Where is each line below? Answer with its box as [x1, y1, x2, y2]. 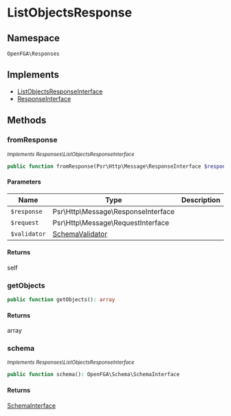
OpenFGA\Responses [7, 50, 60, 57]
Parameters [7, 177, 41, 186]
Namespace [7, 32, 60, 44]
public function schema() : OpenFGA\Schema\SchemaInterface [7, 371, 180, 378]
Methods [7, 115, 47, 127]
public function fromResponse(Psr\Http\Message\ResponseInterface [7, 163, 201, 170]
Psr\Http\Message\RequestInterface [52, 218, 170, 228]
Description [181, 195, 221, 204]
